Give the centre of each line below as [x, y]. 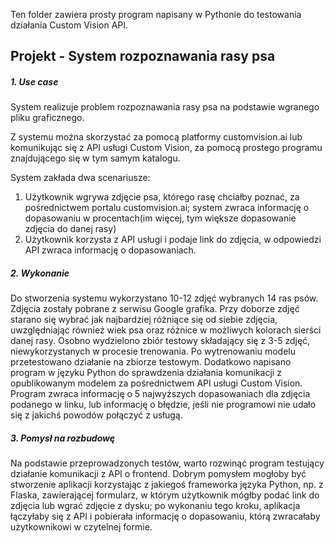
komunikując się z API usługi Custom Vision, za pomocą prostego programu [166, 148]
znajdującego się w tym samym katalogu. [95, 158]
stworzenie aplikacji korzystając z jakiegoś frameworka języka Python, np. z [167, 485]
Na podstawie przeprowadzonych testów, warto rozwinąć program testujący [167, 463]
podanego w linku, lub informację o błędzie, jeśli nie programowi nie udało [163, 405]
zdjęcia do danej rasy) [70, 229]
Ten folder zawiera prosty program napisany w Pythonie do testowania [156, 14]
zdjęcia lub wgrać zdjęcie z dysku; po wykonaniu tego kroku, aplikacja [155, 506]
